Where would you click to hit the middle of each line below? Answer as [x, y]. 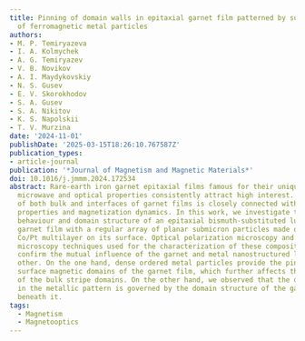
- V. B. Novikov [40, 69]
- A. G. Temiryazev [46, 60]
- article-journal [44, 161]
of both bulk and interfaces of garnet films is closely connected [148, 204]
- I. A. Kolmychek [44, 52]
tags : [20, 306]
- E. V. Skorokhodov [49, 94]
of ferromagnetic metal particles [83, 26]
